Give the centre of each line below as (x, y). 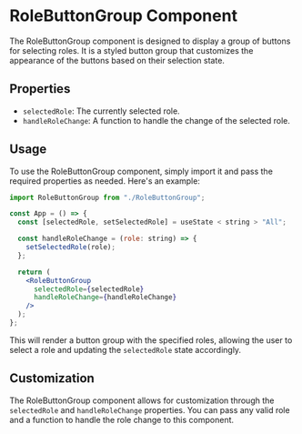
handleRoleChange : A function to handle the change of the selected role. (156, 120)
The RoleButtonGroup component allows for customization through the (142, 400)
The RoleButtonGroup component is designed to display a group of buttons (150, 41)
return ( (34, 272)
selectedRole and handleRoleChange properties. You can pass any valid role (150, 409)
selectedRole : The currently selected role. (101, 111)
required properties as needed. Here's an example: (105, 181)
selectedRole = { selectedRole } (89, 289)
